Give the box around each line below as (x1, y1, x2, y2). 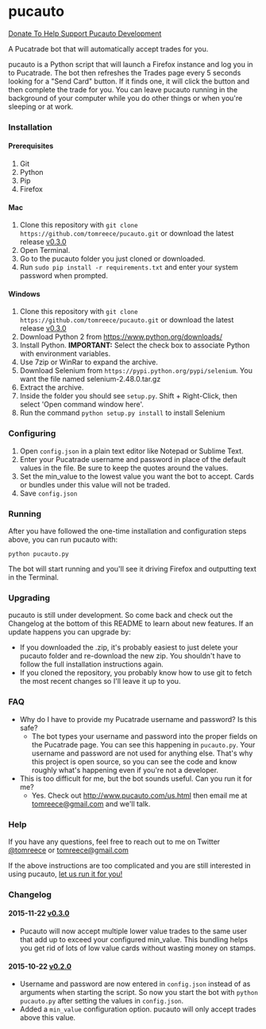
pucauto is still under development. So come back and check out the (8, 611, 233, 620)
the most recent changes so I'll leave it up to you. (19, 677, 181, 686)
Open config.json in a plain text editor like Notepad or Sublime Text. (19, 446, 244, 456)
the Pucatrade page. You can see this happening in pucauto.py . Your (31, 740, 256, 749)
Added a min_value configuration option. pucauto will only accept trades (19, 1004, 256, 1014)
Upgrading (8, 592, 50, 603)
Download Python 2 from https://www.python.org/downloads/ (19, 332, 222, 342)
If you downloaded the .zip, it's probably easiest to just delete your (19, 643, 238, 652)
